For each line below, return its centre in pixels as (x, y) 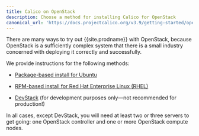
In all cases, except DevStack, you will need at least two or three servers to (98, 115)
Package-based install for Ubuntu (56, 75)
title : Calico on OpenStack (41, 12)
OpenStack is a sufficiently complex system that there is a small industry (95, 46)
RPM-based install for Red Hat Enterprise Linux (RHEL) (81, 86)
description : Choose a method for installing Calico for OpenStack (91, 17)
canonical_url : (25, 22)
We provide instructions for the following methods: (68, 63)
